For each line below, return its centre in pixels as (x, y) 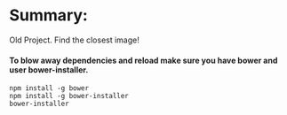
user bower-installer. (49, 69)
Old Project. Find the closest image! (75, 40)
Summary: (49, 15)
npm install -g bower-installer (69, 96)
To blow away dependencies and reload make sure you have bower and (143, 60)
